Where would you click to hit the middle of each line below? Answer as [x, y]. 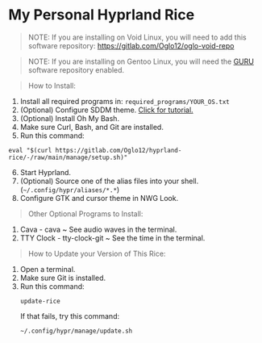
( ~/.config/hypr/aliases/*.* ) [70, 189]
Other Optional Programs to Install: [85, 213]
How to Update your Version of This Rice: [97, 253]
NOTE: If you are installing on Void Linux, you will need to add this [137, 37]
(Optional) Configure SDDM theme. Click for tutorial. [106, 110]
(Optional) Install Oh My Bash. [69, 118]
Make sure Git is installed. [63, 278]
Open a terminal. [48, 269]
